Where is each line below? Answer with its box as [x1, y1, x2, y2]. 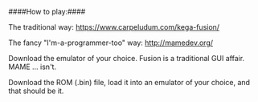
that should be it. [8, 86, 64, 96]
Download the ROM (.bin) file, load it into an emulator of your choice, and [8, 78, 251, 87]
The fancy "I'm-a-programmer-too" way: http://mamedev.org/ [8, 38, 214, 47]
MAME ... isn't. [8, 62, 57, 71]
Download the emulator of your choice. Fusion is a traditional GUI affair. [8, 54, 245, 63]
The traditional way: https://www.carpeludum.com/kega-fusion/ [8, 22, 219, 31]
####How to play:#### [8, 7, 86, 16]
